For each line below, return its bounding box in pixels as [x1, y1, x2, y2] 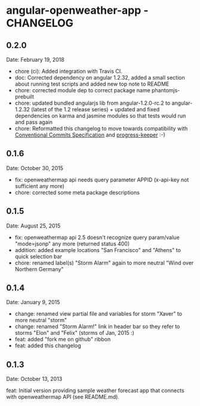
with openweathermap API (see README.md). [6, 393, 119, 401]
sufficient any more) [14, 182, 64, 189]
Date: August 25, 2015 [6, 222, 61, 229]
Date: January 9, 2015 [6, 299, 60, 306]
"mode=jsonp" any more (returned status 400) [14, 240, 130, 247]
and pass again [14, 119, 53, 126]
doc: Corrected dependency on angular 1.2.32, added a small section [14, 74, 185, 81]
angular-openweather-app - [6, 4, 149, 17]
